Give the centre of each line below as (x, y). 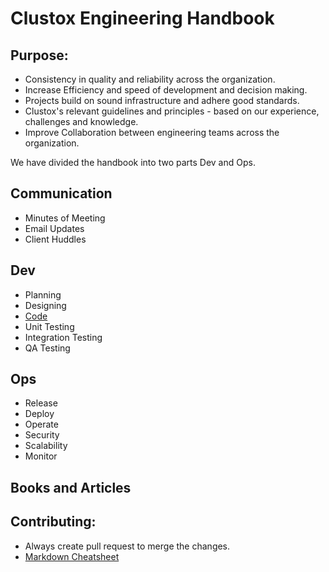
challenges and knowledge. (81, 121)
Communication (61, 193)
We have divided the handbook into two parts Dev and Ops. (133, 162)
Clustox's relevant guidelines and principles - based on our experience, (172, 111)
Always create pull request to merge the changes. (127, 546)
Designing (45, 305)
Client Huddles (55, 239)
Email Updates (54, 228)
